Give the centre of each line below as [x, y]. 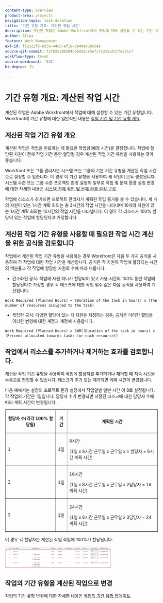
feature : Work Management [31, 41]
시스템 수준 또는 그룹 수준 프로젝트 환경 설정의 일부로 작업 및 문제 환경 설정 [75, 183]
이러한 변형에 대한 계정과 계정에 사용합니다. [53, 321]
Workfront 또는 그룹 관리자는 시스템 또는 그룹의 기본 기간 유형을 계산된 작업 [76, 170]
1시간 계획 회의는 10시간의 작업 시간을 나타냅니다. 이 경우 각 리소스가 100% [81, 211]
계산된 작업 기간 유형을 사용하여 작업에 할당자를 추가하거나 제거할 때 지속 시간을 [80, 374]
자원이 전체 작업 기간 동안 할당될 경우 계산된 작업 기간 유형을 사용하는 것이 [84, 154]
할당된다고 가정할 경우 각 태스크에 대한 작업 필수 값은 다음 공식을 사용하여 [81, 284]
